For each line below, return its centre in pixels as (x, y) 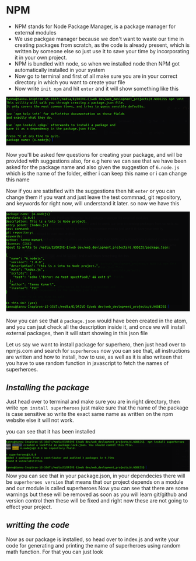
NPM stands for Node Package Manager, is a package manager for (95, 26)
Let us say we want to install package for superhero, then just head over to (96, 344)
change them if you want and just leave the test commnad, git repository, (94, 197)
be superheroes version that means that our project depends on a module (95, 482)
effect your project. (29, 507)
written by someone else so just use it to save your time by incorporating (102, 51)
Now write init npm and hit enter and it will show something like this (97, 88)
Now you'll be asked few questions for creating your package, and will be (94, 154)
